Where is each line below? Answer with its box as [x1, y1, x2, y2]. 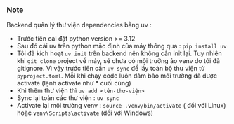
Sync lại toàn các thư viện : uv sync [16, 94, 119, 102]
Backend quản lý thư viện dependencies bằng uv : [6, 21, 152, 29]
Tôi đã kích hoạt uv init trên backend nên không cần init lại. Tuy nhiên [16, 49, 222, 57]
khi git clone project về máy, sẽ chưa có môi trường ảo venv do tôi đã [16, 57, 221, 65]
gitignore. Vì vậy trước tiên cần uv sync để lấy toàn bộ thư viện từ [16, 64, 205, 73]
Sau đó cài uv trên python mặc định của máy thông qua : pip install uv [16, 42, 227, 50]
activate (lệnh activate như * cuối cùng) [16, 79, 131, 88]
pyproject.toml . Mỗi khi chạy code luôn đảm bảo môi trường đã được [16, 71, 217, 80]
